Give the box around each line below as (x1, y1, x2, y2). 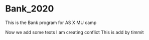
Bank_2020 (5, 3, 54, 14)
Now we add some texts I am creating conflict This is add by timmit (5, 29, 144, 35)
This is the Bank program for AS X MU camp (5, 19, 97, 25)
